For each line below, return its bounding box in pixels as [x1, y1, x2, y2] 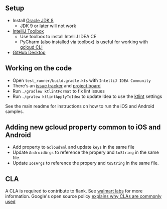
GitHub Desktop [12, 49, 46, 55]
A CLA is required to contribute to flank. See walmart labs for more [5, 188, 143, 194]
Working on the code [5, 64, 72, 72]
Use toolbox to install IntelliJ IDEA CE [20, 33, 97, 39]
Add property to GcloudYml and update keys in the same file [12, 144, 134, 150]
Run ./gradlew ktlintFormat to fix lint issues [12, 88, 105, 94]
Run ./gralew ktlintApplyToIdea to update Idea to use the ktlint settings [12, 93, 162, 99]
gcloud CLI [20, 44, 43, 50]
